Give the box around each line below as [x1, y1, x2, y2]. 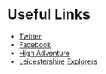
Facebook [18, 39, 52, 49]
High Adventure [18, 48, 70, 57]
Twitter [18, 31, 42, 41]
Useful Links [7, 6, 91, 24]
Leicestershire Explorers [18, 57, 98, 66]
